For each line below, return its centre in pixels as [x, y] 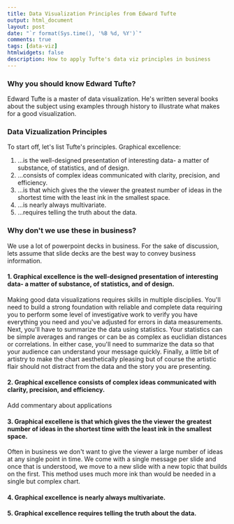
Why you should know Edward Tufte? [72, 83]
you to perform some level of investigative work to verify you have [102, 314]
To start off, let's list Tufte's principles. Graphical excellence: [94, 147]
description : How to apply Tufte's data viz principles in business [109, 59]
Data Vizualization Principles [57, 131]
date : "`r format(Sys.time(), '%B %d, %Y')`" [74, 33]
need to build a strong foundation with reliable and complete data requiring [115, 307]
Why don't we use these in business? [72, 231]
